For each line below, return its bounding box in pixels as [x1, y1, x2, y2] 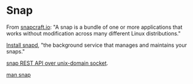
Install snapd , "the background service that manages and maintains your [6, 41, 188, 49]
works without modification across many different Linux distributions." [6, 29, 181, 37]
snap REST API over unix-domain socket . [6, 59, 109, 67]
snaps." [6, 47, 25, 55]
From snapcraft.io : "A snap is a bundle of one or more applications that [6, 23, 183, 31]
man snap [6, 71, 31, 78]
